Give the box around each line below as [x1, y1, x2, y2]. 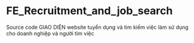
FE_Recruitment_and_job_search [6, 4, 173, 18]
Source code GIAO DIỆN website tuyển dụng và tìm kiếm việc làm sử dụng [6, 24, 189, 31]
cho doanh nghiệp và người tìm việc [6, 29, 94, 37]
